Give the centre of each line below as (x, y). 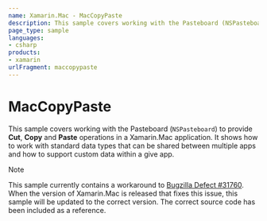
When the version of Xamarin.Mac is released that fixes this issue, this (123, 193)
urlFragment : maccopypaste (53, 68)
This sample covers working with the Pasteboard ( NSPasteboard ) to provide (130, 129)
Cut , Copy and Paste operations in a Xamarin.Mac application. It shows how (133, 137)
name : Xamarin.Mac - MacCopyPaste (66, 16)
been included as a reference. (57, 210)
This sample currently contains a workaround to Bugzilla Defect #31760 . (126, 184)
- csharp (23, 45)
